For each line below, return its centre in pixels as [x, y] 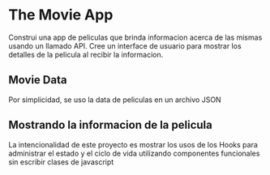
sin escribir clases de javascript [61, 162]
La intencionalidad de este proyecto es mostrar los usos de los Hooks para [133, 144]
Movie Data [38, 80]
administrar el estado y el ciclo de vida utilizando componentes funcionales [134, 153]
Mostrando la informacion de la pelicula [110, 125]
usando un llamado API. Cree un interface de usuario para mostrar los [125, 45]
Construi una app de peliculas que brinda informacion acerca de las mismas [135, 37]
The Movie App [61, 15]
